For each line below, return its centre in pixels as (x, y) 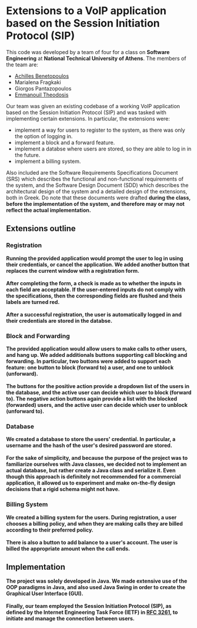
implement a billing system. (48, 161)
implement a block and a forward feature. (65, 142)
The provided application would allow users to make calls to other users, (96, 349)
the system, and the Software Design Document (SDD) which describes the (97, 185)
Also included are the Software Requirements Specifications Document (92, 172)
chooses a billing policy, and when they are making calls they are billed (95, 523)
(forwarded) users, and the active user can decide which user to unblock (97, 405)
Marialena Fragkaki (38, 82)
